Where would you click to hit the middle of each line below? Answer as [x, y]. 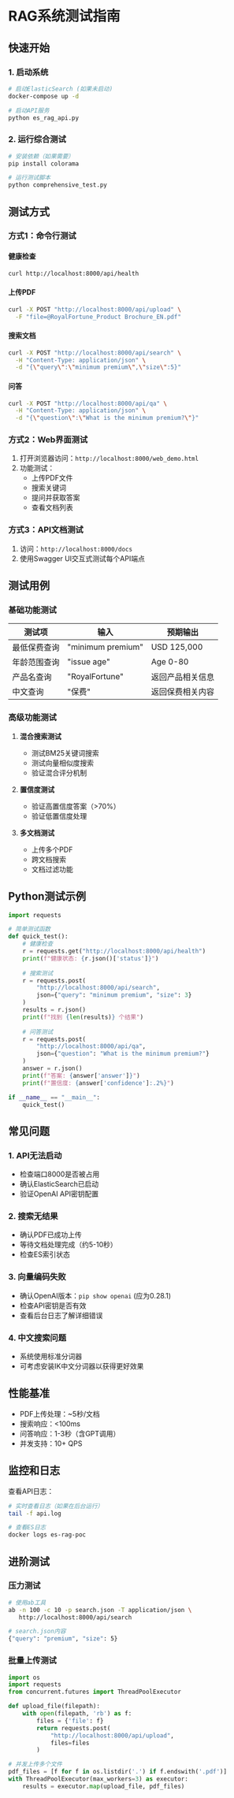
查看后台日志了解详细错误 [61, 1315]
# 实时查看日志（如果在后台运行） [56, 1506]
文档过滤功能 [52, 869]
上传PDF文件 [52, 478]
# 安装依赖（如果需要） [41, 156]
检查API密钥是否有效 [53, 1306]
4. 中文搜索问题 [37, 1338]
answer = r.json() [52, 1068]
